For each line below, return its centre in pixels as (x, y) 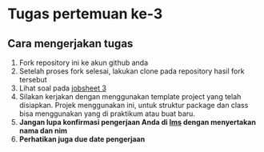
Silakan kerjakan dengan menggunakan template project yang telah (130, 96)
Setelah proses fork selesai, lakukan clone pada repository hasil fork (132, 71)
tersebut (33, 80)
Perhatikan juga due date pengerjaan (82, 139)
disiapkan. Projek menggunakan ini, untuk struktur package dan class (134, 105)
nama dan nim (43, 130)
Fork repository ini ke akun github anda (84, 62)
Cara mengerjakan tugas (70, 44)
